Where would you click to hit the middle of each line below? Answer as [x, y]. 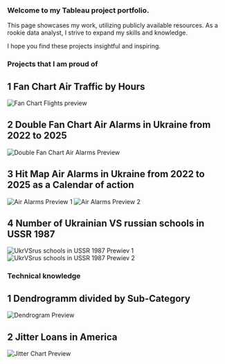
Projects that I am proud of [53, 64]
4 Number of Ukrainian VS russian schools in [106, 224]
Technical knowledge [44, 276]
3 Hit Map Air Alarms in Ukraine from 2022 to [106, 174]
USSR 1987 [31, 234]
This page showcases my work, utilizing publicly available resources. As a [112, 26]
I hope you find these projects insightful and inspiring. [84, 46]
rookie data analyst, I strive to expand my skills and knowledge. [98, 33]
